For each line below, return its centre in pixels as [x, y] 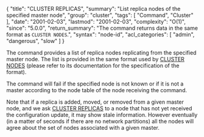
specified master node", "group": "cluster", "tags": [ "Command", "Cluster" [100, 15]
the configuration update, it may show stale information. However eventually [102, 115]
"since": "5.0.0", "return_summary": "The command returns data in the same [102, 28]
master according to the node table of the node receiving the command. [97, 90]
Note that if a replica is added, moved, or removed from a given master [95, 102]
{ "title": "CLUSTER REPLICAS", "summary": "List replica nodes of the [93, 9]
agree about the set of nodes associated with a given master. [83, 128]
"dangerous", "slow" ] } [36, 41]
